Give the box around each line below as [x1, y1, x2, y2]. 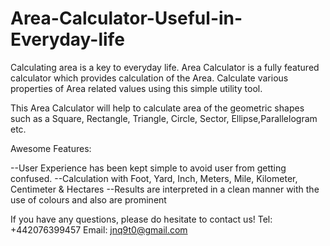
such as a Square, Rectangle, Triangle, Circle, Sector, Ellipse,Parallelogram [10, 112, 318, 124]
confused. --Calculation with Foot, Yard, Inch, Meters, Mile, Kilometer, [10, 172, 298, 184]
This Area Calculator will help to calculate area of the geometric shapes [10, 102, 305, 114]
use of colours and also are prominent [10, 193, 167, 206]
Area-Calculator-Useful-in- [10, 7, 243, 30]
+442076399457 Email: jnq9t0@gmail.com [10, 223, 188, 236]
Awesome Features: [10, 142, 92, 154]
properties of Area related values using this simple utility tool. [10, 82, 263, 94]
